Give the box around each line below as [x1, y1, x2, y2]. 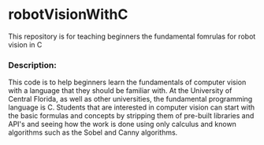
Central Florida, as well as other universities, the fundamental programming [8, 95, 253, 104]
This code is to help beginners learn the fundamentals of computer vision [8, 77, 247, 87]
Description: [8, 59, 57, 70]
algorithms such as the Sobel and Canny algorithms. [8, 128, 178, 137]
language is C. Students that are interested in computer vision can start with [8, 102, 255, 112]
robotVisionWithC [8, 6, 128, 24]
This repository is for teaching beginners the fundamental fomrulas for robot [8, 32, 256, 41]
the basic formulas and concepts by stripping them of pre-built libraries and [8, 111, 255, 121]
